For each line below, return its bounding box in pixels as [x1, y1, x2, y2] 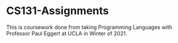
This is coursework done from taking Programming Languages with [6, 24, 173, 31]
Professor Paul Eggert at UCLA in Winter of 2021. [6, 29, 128, 37]
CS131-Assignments [6, 4, 109, 18]
